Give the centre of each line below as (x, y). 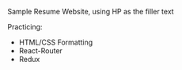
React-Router (40, 51)
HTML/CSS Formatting (56, 42)
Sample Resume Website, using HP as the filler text (91, 12)
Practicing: (25, 27)
